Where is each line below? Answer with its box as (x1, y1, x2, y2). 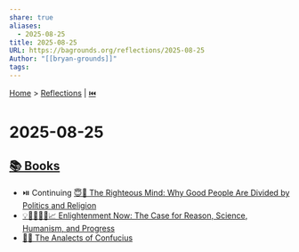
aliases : (9, 21, 42, 30)
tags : (9, 63, 29, 72)
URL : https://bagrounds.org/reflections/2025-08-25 (9, 46, 205, 55)
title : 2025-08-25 (9, 37, 77, 47)
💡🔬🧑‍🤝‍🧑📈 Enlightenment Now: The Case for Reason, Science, (21, 210, 248, 221)
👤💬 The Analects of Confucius (21, 232, 133, 243)
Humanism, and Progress (21, 223, 116, 233)
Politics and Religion (21, 199, 97, 210)
